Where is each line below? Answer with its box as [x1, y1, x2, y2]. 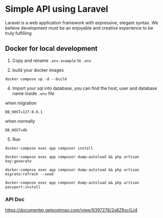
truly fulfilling [5, 30, 32, 36]
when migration [5, 100, 37, 106]
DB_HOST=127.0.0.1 [5, 109, 43, 114]
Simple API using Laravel [5, 3, 109, 15]
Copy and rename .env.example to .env [12, 58, 92, 63]
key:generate [5, 158, 32, 163]
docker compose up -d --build [5, 76, 67, 82]
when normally [5, 118, 35, 124]
